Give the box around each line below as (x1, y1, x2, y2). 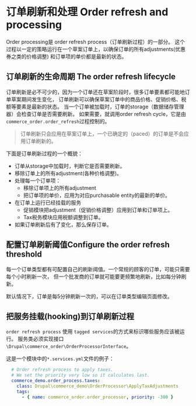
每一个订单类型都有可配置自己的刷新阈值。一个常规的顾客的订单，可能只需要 (6, 265, 190, 272)
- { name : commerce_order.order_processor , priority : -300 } (21, 394, 174, 400)
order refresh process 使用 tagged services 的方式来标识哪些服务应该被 (6, 328, 180, 335)
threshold (6, 250, 43, 260)
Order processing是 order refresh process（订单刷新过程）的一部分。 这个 (6, 38, 185, 45)
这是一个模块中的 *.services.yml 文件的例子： (6, 355, 115, 362)
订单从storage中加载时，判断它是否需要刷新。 (14, 162, 125, 169)
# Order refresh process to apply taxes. (11, 367, 114, 373)
